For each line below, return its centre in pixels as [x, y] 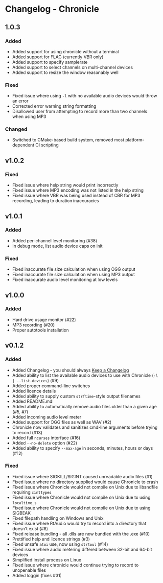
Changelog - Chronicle [52, 9]
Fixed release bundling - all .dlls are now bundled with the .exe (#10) [81, 534]
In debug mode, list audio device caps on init [57, 246]
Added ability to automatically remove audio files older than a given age [84, 406]
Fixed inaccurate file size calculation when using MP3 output [73, 275]
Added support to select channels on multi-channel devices [72, 67]
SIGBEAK [21, 513]
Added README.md [32, 401]
